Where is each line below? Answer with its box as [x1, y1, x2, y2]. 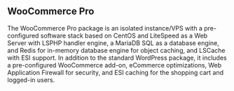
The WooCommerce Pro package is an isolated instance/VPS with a [7, 24, 203, 32]
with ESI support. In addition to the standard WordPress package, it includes [7, 53, 227, 62]
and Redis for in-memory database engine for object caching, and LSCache [7, 46, 226, 54]
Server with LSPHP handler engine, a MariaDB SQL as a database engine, [7, 38, 219, 47]
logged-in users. [7, 76, 55, 84]
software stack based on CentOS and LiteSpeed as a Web [40, 31, 208, 40]
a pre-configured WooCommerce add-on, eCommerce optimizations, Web [7, 60, 222, 69]
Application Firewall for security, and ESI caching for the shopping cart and [7, 68, 224, 76]
